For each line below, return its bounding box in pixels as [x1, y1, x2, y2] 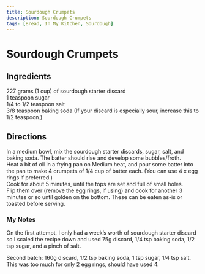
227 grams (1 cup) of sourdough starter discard [6, 87, 126, 95]
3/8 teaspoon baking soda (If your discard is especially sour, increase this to [6, 107, 199, 114]
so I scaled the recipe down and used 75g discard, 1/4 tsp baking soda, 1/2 [6, 236, 195, 243]
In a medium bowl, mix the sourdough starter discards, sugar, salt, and [6, 148, 184, 155]
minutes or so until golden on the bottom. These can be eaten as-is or [6, 194, 182, 201]
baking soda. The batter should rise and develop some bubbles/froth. [6, 154, 182, 162]
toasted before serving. [6, 200, 65, 208]
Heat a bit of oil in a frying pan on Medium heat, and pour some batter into [6, 161, 194, 168]
